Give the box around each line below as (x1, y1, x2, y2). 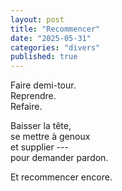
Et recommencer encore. (10, 171, 113, 183)
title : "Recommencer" (10, 24, 101, 34)
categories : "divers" (10, 42, 101, 53)
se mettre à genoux (10, 131, 91, 143)
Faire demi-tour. (10, 79, 77, 91)
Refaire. (10, 101, 43, 113)
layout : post (10, 14, 65, 25)
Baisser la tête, (10, 120, 72, 132)
